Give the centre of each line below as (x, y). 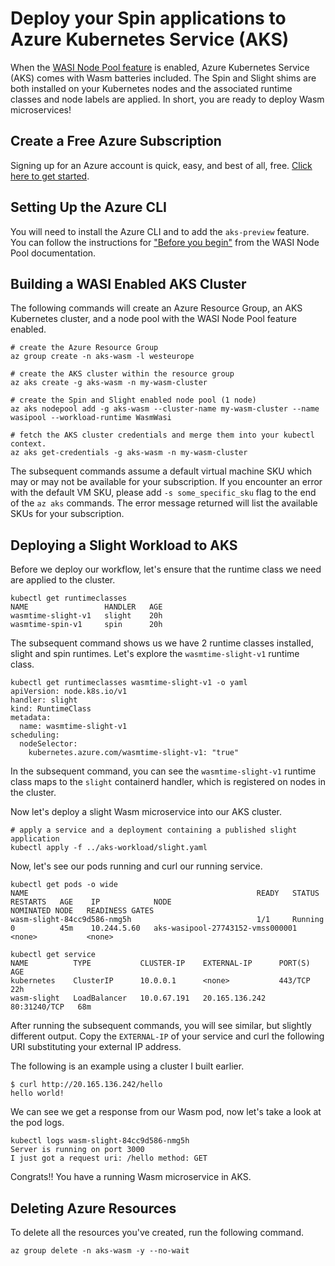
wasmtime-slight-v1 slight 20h (86, 616)
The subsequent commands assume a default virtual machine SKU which (161, 471)
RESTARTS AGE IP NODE (91, 902)
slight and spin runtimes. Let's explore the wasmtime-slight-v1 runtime (155, 654)
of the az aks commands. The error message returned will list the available (164, 503)
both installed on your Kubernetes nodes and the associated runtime (151, 88)
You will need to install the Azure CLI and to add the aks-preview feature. (160, 231)
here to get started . (50, 176)
